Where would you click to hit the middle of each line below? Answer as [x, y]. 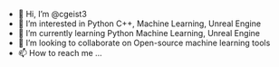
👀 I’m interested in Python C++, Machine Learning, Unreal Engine [139, 24]
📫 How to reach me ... [60, 53]
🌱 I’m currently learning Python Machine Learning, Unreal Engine [139, 33]
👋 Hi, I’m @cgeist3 [53, 14]
